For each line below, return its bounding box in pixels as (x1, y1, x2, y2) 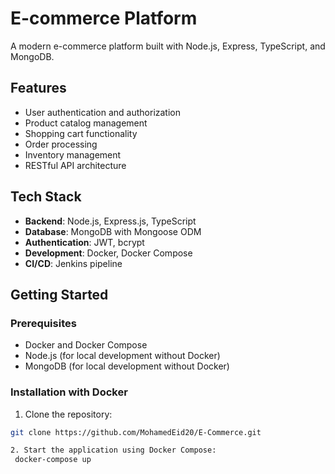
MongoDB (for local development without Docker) (24, 360, 230, 372)
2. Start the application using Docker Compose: (10, 445, 217, 456)
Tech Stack (10, 188, 82, 206)
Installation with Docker (10, 385, 128, 399)
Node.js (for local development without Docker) (24, 350, 221, 362)
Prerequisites (10, 316, 77, 330)
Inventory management (24, 148, 122, 161)
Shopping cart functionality (24, 127, 138, 139)
